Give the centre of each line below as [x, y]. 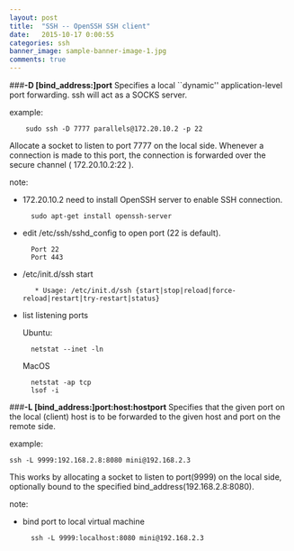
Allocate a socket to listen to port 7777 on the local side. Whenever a [137, 146]
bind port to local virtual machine [84, 521]
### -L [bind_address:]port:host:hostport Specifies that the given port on [147, 407]
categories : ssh [40, 43]
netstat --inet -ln [67, 349]
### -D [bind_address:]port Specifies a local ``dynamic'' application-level [146, 85]
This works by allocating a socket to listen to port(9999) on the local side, [146, 477]
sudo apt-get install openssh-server [102, 216]
